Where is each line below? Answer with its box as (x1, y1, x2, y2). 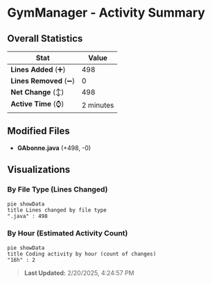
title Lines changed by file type (7, 206, 107, 213)
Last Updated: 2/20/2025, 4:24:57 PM (24, 269, 134, 277)
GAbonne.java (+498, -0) (17, 144, 91, 152)
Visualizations (7, 164, 71, 176)
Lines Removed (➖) (10, 76, 75, 85)
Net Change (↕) (10, 87, 64, 97)
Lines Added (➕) (10, 65, 66, 74)
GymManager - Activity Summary (7, 5, 206, 21)
